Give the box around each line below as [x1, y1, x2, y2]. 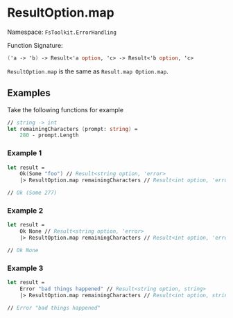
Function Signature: [7, 41, 64, 49]
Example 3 [7, 263, 44, 273]
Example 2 [7, 206, 44, 215]
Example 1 [7, 148, 42, 158]
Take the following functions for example [7, 105, 123, 114]
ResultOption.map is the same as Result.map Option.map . [7, 67, 169, 76]
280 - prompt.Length [19, 132, 79, 139]
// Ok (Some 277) [7, 189, 58, 197]
